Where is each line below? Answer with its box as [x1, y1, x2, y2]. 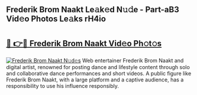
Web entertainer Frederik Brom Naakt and [82, 57, 184, 64]
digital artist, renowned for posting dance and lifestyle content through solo [6, 64, 190, 70]
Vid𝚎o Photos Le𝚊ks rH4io [6, 14, 106, 24]
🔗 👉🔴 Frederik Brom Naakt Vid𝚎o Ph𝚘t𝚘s [6, 38, 162, 48]
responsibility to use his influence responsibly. [6, 83, 120, 89]
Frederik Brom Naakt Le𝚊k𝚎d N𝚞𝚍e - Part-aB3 [6, 5, 179, 15]
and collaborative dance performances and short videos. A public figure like [6, 70, 192, 77]
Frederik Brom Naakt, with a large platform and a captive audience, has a [6, 76, 184, 83]
